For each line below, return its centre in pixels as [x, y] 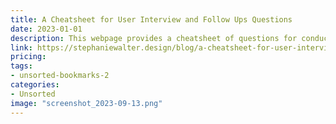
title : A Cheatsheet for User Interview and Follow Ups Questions [151, 19]
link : [21, 47]
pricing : [28, 57]
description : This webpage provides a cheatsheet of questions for [154, 38]
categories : [35, 85]
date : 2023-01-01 [46, 29]
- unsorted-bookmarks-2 [60, 76]
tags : [21, 66]
